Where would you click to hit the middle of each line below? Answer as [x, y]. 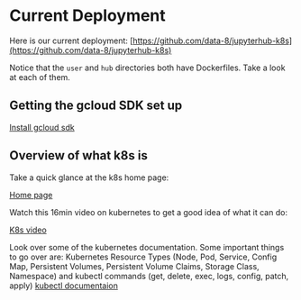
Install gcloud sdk [42, 127]
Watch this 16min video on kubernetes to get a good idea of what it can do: [149, 212]
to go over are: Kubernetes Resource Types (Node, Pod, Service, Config [143, 257]
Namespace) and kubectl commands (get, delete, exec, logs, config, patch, [149, 276]
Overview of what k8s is [79, 155]
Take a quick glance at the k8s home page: [89, 177]
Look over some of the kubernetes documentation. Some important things [147, 247]
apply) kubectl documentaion [64, 286]
